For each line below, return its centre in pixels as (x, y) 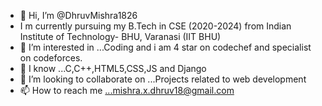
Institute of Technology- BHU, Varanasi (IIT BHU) (120, 36)
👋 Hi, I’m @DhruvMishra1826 (78, 15)
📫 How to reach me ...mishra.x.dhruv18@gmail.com (127, 90)
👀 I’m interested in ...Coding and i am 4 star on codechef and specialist (165, 47)
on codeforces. (51, 58)
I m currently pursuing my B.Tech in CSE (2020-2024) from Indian (155, 26)
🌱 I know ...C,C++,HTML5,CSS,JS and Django (113, 68)
